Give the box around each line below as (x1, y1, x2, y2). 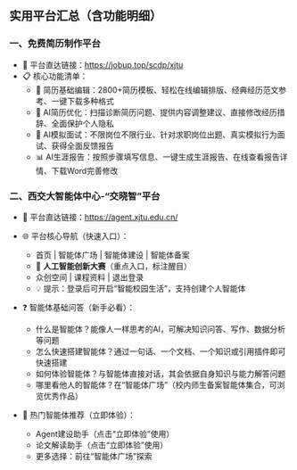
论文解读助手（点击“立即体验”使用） (35, 440, 168, 450)
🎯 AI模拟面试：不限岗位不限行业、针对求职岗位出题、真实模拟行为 (35, 128, 278, 140)
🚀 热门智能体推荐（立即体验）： (21, 409, 136, 420)
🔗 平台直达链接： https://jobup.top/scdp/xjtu (21, 59, 184, 70)
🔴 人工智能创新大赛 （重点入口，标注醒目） (35, 260, 192, 271)
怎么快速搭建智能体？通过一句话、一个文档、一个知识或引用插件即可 (35, 346, 286, 357)
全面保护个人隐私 (51, 118, 114, 128)
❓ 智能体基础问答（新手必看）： (21, 301, 136, 312)
